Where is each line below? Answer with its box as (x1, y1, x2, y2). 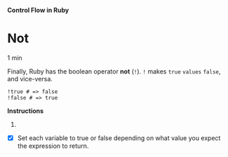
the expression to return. (17, 142, 89, 150)
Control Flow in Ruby (7, 6, 69, 14)
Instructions (7, 107, 44, 115)
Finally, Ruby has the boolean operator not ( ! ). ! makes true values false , (7, 67, 221, 76)
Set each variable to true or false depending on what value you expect (17, 133, 221, 142)
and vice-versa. (7, 74, 53, 83)
